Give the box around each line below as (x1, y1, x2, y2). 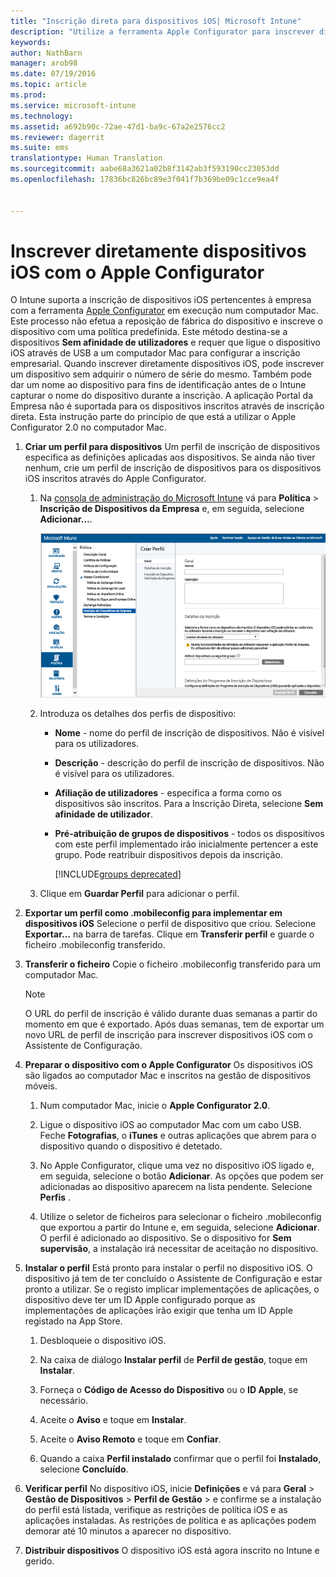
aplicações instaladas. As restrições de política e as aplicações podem (24, 1515, 317, 1527)
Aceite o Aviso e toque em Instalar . (39, 1414, 187, 1426)
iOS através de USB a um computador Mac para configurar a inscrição (10, 347, 301, 359)
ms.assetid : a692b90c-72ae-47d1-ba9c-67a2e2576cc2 (10, 121, 226, 132)
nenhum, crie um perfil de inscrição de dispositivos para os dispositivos (24, 462, 322, 474)
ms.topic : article (10, 80, 87, 90)
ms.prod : (10, 90, 47, 100)
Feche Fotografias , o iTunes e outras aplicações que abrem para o (39, 1130, 317, 1142)
